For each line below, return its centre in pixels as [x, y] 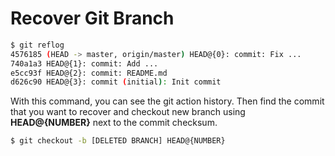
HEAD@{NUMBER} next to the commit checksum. [114, 123]
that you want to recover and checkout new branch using [128, 112]
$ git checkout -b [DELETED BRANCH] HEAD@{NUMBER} [118, 141]
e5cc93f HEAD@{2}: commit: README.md [89, 73]
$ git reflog [37, 45]
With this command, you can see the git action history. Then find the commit [167, 101]
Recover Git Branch [92, 18]
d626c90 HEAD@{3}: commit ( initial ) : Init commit [116, 82]
